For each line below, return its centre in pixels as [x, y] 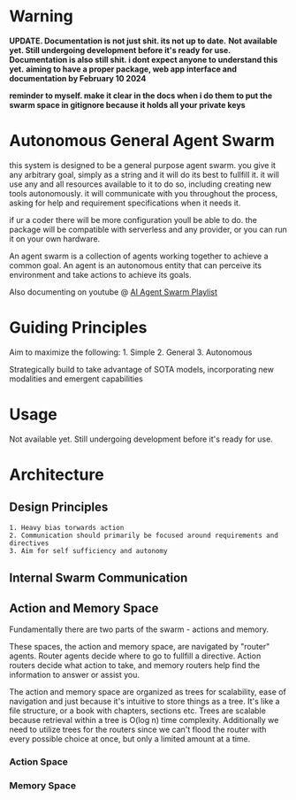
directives [29, 543]
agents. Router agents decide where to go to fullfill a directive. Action [135, 656]
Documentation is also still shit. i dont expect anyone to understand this [144, 59]
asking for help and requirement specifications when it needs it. [125, 203]
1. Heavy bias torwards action [67, 527]
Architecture [57, 474]
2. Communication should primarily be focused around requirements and [144, 535]
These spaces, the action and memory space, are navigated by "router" [140, 646]
